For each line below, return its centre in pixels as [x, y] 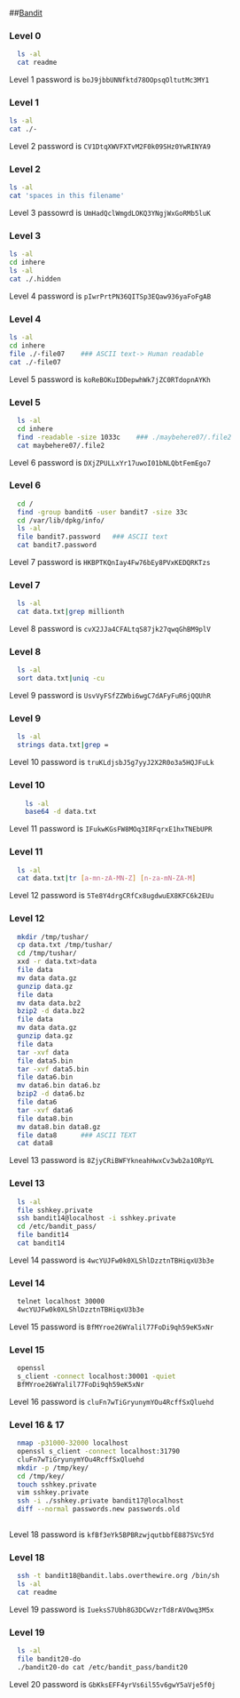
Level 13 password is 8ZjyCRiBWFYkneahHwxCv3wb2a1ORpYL [112, 1160]
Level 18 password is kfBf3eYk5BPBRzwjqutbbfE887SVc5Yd [112, 1534]
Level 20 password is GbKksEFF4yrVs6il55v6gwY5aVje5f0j [112, 1684]
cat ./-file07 [35, 362]
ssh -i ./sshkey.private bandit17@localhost [101, 1501]
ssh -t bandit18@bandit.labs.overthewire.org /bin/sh [118, 1576]
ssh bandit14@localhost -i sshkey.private [97, 1218]
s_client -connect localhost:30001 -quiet [97, 1376]
